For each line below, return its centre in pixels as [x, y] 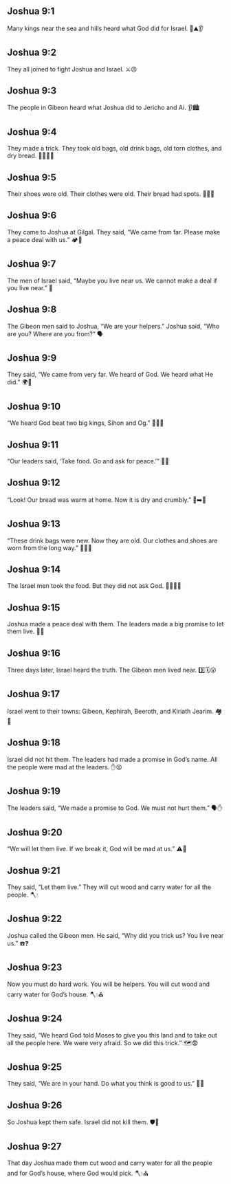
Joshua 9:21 [34, 870]
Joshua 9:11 [33, 445]
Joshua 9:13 [34, 524]
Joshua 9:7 [32, 264]
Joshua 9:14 [34, 569]
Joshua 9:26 [35, 1105]
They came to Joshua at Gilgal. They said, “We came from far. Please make [114, 232]
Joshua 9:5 [32, 177]
